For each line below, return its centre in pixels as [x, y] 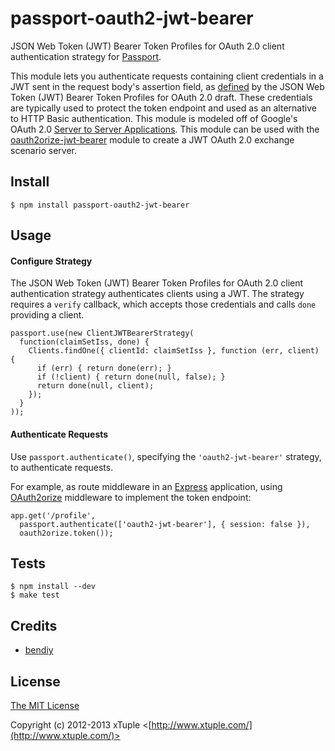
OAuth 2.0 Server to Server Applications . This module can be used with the [165, 129]
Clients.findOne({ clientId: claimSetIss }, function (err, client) [174, 351]
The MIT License [45, 705]
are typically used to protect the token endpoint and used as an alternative [163, 108]
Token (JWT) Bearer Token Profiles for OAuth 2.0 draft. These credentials [161, 97]
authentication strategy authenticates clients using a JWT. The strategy [157, 294]
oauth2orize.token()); [66, 533]
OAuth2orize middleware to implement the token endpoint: [131, 497]
